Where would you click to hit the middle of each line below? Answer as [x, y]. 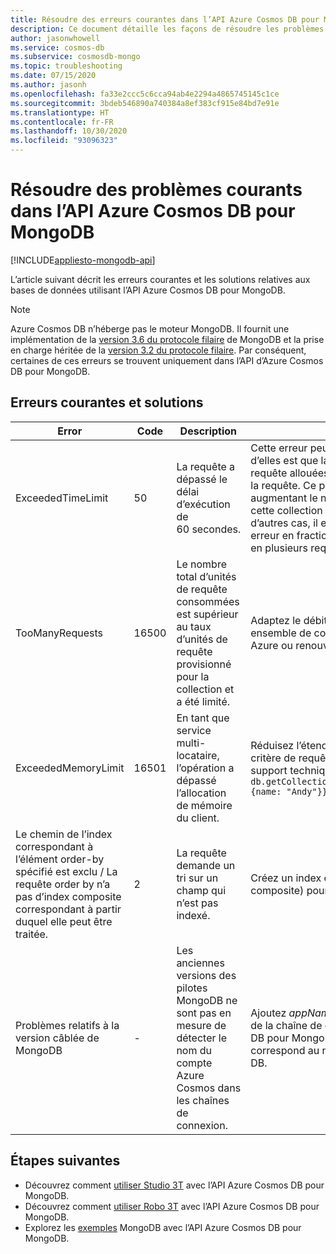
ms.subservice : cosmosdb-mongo [75, 57]
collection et [205, 689]
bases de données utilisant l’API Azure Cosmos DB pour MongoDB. [148, 290]
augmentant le [284, 498]
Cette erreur [279, 448]
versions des [206, 975]
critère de [273, 758]
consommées [208, 601]
